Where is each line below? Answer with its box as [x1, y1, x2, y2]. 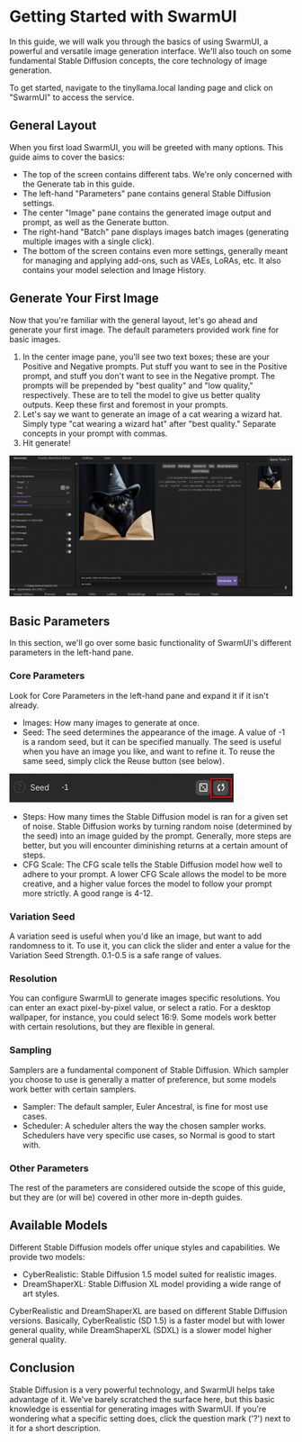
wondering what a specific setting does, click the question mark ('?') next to [9, 1412, 291, 1424]
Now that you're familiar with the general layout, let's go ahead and [9, 314, 258, 325]
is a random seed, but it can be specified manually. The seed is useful [22, 736, 281, 747]
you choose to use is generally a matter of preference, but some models [9, 1074, 277, 1084]
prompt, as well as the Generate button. [22, 216, 169, 227]
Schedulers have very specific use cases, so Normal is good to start [22, 1129, 276, 1140]
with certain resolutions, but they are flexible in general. [9, 1021, 216, 1032]
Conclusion [9, 1360, 75, 1375]
